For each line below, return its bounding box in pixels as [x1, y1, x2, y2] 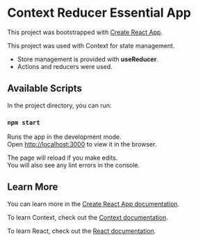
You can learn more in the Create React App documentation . [7, 199, 180, 208]
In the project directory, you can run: [7, 101, 112, 109]
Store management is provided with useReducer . [17, 54, 158, 63]
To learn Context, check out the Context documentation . [7, 213, 169, 221]
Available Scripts [7, 82, 82, 95]
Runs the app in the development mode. [7, 133, 122, 141]
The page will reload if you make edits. [7, 153, 118, 162]
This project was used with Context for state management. [7, 41, 175, 50]
